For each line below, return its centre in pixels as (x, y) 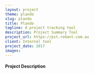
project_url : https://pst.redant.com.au (47, 37)
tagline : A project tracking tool (41, 28)
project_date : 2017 (25, 46)
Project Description (25, 66)
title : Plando (20, 23)
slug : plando (18, 19)
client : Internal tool (28, 42)
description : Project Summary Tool (42, 32)
